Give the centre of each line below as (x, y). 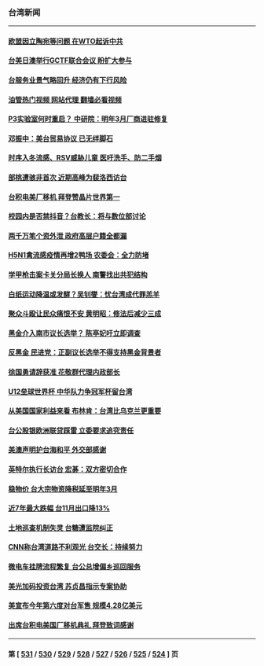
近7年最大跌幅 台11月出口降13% (59, 508)
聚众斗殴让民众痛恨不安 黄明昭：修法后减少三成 (85, 314)
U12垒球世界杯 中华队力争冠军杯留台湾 (70, 392)
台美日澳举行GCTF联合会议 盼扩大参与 (70, 61)
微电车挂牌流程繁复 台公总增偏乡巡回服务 (75, 566)
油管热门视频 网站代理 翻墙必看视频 (65, 99)
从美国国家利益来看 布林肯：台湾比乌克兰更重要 (85, 411)
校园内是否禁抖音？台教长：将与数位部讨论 (77, 216)
